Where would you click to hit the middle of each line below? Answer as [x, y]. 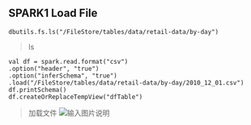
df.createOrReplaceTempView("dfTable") [76, 97]
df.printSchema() [38, 90]
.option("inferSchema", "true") [63, 76]
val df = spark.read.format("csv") [68, 61]
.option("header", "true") [54, 69]
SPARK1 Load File [53, 13]
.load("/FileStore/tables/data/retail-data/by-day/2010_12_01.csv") [126, 83]
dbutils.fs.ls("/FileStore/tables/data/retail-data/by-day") [114, 31]
